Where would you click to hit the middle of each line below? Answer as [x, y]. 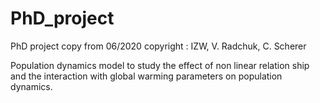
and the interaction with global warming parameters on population [146, 76]
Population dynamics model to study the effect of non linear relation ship [160, 65]
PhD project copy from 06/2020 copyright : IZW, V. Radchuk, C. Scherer [158, 46]
